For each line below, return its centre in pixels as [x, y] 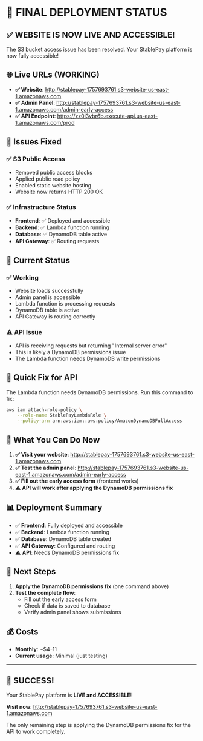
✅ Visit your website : [42, 455]
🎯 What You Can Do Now [53, 440]
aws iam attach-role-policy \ [44, 410]
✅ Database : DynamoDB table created [63, 538]
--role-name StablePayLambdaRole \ [62, 415]
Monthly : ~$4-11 [36, 649]
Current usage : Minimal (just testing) [61, 656]
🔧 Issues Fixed [34, 142]
